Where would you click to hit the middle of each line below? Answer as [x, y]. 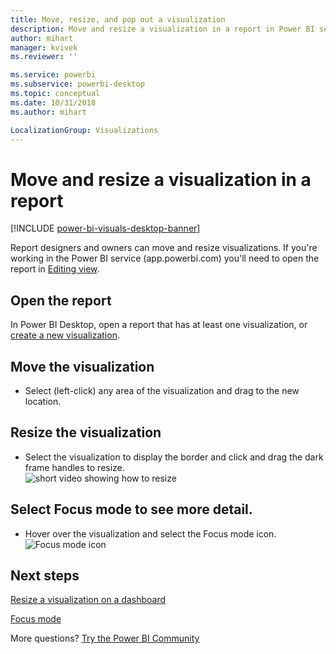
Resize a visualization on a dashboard [88, 600]
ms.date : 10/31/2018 [53, 102]
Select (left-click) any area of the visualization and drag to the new [162, 390]
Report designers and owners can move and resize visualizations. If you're [164, 248]
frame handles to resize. [74, 467]
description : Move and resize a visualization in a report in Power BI [162, 29]
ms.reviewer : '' [44, 57]
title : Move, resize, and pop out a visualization [118, 19]
